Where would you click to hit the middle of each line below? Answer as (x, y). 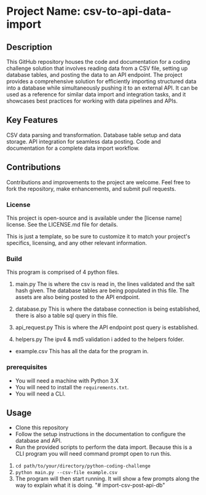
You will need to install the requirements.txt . (72, 387)
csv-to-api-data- (127, 11)
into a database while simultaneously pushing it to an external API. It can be (102, 88)
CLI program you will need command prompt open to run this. (93, 454)
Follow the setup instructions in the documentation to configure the (100, 434)
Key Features (32, 120)
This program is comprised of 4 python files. (63, 272)
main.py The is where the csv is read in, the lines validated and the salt (105, 284)
